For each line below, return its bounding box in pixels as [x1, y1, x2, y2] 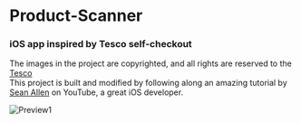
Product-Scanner [9, 5, 143, 26]
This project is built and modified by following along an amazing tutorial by [9, 78, 287, 89]
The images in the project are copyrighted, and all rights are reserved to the [9, 58, 292, 69]
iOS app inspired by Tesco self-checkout [9, 38, 192, 51]
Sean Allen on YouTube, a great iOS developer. [9, 87, 184, 98]
